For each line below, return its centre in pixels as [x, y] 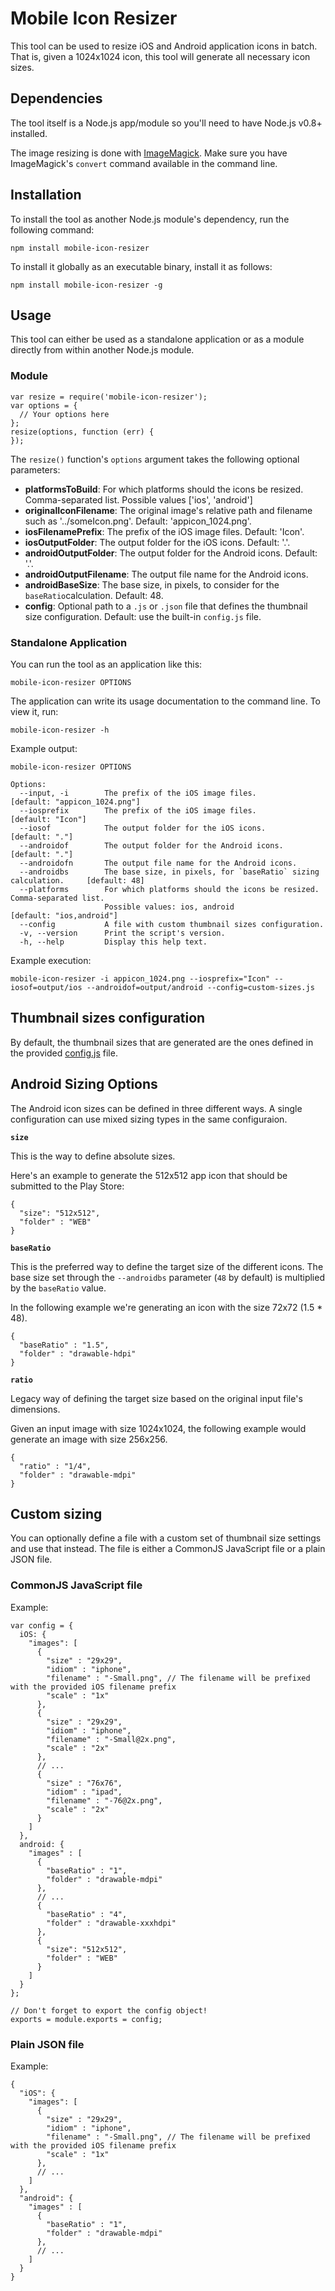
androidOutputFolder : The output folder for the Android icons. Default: [171, 553]
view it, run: [34, 711]
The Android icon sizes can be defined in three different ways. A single [156, 1108]
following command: [52, 229]
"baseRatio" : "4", [87, 1914]
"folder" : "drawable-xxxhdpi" [111, 1923]
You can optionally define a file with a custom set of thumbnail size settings [166, 1538]
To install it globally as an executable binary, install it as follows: [141, 266]
